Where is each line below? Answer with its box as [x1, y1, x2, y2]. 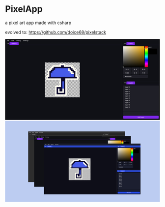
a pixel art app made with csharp [5, 20, 72, 26]
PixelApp [5, 3, 43, 15]
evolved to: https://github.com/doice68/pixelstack [5, 29, 107, 35]
